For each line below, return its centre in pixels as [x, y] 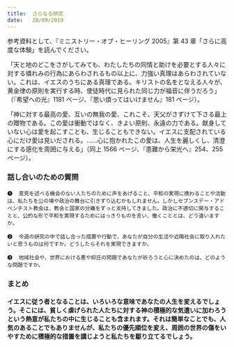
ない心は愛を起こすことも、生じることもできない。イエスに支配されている [119, 131]
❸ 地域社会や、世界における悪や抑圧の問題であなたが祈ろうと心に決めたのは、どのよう [117, 257]
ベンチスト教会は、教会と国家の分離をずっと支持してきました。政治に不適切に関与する [113, 208]
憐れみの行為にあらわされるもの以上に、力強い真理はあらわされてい [123, 73]
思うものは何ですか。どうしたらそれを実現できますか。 [85, 244]
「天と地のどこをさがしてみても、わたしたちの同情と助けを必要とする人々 [114, 64]
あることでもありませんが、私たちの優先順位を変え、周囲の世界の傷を [120, 327]
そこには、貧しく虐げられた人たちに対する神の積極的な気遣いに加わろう [123, 310]
